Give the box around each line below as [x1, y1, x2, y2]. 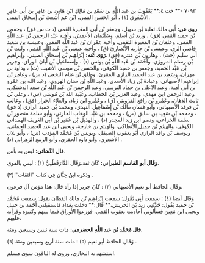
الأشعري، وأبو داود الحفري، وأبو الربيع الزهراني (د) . [7, 135, 123, 143]
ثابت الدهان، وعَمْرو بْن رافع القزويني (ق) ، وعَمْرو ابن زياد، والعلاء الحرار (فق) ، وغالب [7, 96, 199, 104]
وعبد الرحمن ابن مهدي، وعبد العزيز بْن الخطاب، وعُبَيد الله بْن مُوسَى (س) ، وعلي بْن [7, 90, 195, 97]
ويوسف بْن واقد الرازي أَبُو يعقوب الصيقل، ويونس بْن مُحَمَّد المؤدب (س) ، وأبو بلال [7, 129, 191, 136]
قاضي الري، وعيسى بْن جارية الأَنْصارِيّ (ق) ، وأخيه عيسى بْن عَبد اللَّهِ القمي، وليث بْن [7, 45, 196, 52]
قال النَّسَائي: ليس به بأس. [7, 148, 66, 154]
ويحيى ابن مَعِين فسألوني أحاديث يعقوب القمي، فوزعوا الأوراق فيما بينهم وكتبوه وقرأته [7, 207, 200, 215]
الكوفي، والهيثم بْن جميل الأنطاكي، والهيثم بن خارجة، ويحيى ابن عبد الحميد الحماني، [7, 123, 193, 129]
